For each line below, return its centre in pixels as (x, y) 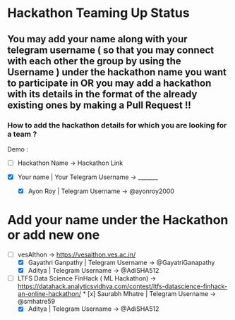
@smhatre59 (36, 302)
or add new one (54, 235)
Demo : (18, 149)
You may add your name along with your (98, 39)
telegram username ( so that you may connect (110, 50)
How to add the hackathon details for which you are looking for (117, 125)
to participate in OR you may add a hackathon (109, 83)
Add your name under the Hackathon (118, 220)
